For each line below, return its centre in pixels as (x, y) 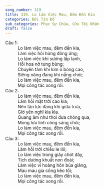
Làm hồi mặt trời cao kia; (43, 101)
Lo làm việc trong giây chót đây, (51, 155)
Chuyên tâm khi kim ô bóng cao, (51, 69)
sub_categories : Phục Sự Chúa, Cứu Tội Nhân (52, 24)
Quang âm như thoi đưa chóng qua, (54, 117)
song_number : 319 (23, 10)
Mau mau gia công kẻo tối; (45, 170)
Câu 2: (12, 91)
